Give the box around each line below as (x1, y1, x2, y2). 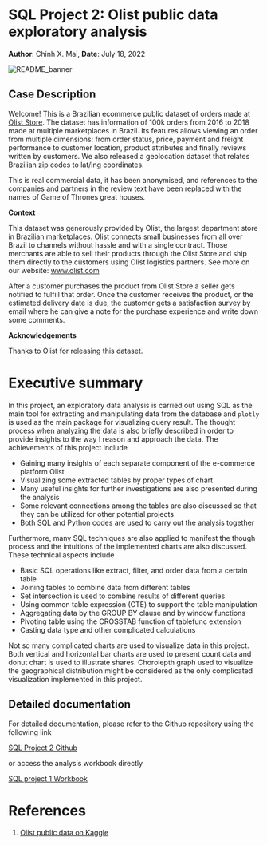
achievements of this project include (8, 442, 128, 452)
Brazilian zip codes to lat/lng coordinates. (8, 160, 145, 169)
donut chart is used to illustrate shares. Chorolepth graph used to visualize (8, 657, 253, 667)
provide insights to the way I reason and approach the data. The (8, 434, 218, 444)
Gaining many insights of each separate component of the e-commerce (19, 458, 255, 468)
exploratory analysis (8, 22, 147, 41)
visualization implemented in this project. (8, 674, 143, 684)
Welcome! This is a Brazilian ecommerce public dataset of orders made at (8, 109, 251, 118)
